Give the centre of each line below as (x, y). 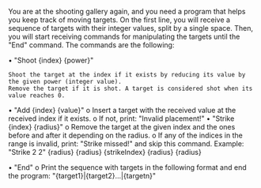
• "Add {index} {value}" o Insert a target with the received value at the (122, 110)
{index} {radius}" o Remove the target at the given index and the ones (122, 127)
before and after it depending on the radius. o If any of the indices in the (125, 135)
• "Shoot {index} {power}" (51, 60)
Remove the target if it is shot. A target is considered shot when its (130, 88)
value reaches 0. (37, 96)
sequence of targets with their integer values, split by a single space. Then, (131, 28)
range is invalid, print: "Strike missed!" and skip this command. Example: (126, 144)
